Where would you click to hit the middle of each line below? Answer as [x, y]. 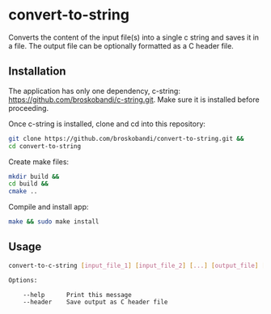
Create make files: [39, 161]
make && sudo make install [54, 222]
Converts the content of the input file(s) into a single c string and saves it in [134, 37]
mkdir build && [34, 176]
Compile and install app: [49, 207]
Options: [23, 280]
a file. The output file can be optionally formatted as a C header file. [121, 45]
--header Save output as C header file [95, 302]
